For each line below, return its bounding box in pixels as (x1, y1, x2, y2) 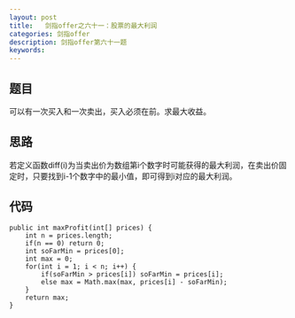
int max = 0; (25, 254, 74, 263)
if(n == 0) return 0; (25, 238, 105, 248)
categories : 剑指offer (9, 29, 90, 38)
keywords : (9, 46, 46, 55)
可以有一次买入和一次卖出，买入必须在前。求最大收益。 (9, 105, 211, 116)
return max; (25, 293, 69, 302)
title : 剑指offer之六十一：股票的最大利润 (9, 21, 158, 30)
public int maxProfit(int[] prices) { (9, 223, 152, 232)
